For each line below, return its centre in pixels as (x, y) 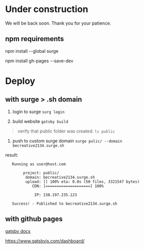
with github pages (34, 219)
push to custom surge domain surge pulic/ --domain (67, 141)
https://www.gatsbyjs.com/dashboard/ (45, 241)
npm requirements (34, 39)
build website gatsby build (40, 121)
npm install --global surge (32, 51)
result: (12, 155)
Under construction (47, 9)
